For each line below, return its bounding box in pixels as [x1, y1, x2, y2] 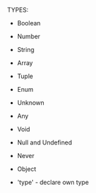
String [16, 46, 35, 53]
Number [16, 32, 40, 40]
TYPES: [7, 6, 29, 14]
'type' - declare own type [16, 178, 89, 186]
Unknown [16, 99, 45, 107]
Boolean [16, 19, 41, 27]
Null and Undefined [16, 138, 72, 146]
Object [16, 165, 36, 173]
